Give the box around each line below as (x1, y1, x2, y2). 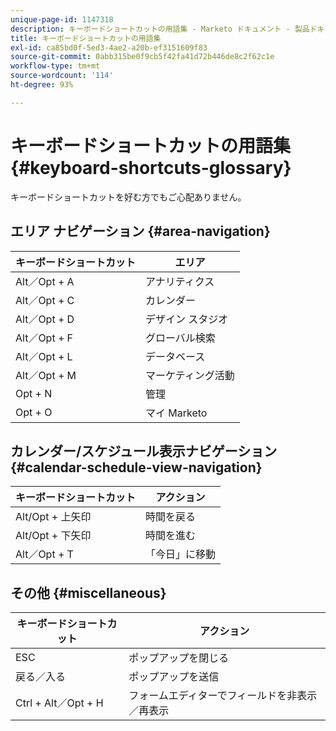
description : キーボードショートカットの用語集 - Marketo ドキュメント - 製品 (10, 24, 310, 34)
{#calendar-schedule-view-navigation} (10, 459, 263, 476)
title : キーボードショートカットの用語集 (10, 33, 162, 43)
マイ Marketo (145, 406, 208, 420)
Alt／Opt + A (15, 274, 75, 288)
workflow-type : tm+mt (10, 61, 101, 71)
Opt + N (15, 386, 53, 400)
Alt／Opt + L (15, 349, 73, 363)
